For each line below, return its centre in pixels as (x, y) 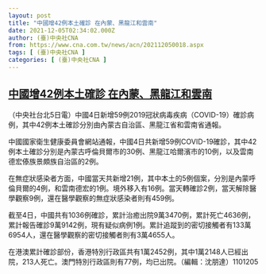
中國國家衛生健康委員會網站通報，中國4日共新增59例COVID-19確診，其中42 (133, 141)
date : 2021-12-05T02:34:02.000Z (62, 30)
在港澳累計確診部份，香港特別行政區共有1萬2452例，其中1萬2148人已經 (125, 252)
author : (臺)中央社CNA (43, 38)
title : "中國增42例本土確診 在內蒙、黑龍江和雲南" (83, 23)
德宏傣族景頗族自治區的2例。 (56, 161)
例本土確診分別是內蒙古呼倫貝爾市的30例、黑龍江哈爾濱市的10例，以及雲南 (131, 151)
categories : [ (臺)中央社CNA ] (58, 60)
